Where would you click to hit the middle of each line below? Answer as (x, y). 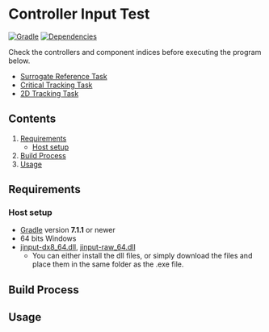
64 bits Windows (48, 238)
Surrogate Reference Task (63, 76)
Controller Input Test (79, 14)
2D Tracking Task (49, 93)
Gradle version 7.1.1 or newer (67, 230)
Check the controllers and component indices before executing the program (135, 52)
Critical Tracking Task (56, 85)
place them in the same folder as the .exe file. (108, 264)
